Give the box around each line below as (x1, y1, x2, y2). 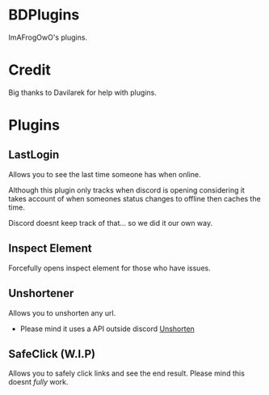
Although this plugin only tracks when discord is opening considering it (8, 185, 245, 195)
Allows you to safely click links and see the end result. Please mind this (8, 368, 245, 378)
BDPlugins (8, 6, 80, 24)
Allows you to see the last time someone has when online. (8, 169, 201, 179)
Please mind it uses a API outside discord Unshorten (19, 324, 195, 333)
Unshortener (8, 287, 74, 300)
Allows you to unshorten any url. (8, 308, 116, 317)
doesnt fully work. (8, 377, 69, 387)
